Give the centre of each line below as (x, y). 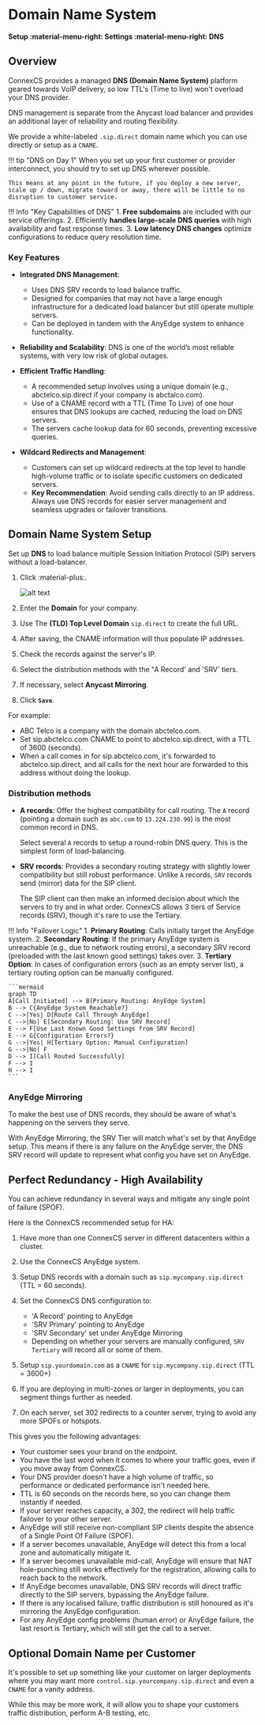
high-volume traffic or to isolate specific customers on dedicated (137, 476)
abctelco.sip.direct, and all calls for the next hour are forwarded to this (134, 764)
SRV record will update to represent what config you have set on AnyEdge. (129, 1155)
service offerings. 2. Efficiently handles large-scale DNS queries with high (130, 220)
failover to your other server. (66, 1519)
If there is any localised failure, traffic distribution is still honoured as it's (136, 1603)
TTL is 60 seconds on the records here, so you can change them (125, 1494)
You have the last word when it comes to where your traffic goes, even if (137, 1460)
